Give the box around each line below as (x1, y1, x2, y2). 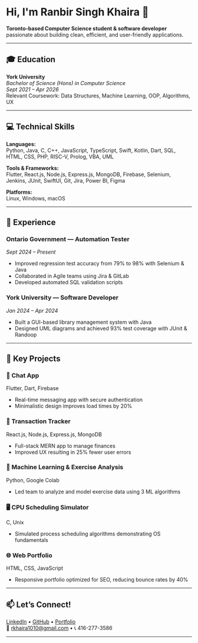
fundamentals (14, 537, 48, 544)
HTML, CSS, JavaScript (6, 564, 64, 572)
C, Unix (6, 519, 24, 526)
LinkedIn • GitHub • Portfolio (6, 618, 76, 625)
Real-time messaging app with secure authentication (14, 396, 143, 404)
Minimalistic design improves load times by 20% (14, 402, 133, 410)
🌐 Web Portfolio (6, 551, 53, 560)
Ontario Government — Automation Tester (6, 235, 130, 243)
